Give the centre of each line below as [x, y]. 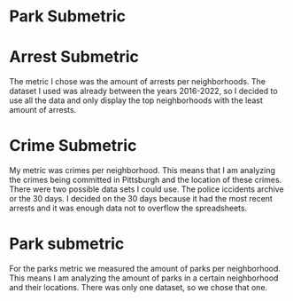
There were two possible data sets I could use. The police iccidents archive [147, 189]
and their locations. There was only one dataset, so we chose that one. [139, 287]
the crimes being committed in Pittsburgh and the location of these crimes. [146, 180]
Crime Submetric [73, 146]
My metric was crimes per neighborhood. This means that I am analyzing [143, 170]
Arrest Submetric [74, 57]
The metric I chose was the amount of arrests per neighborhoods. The [137, 82]
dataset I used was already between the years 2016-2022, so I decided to [143, 91]
